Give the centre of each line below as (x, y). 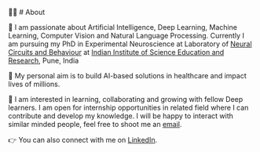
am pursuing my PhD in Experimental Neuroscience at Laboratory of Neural (130, 44)
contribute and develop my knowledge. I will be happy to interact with (121, 116)
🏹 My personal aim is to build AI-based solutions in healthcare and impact (127, 76)
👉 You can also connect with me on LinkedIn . (83, 140)
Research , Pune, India (44, 60)
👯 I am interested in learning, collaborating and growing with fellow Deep (126, 99)
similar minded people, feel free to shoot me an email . (95, 124)
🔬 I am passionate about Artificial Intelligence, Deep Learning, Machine (123, 27)
